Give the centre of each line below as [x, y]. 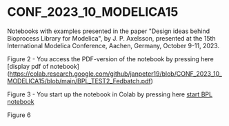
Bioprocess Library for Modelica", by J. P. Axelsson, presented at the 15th [111, 38]
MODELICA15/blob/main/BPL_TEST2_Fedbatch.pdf [79, 81]
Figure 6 [19, 115]
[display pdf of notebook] [43, 66]
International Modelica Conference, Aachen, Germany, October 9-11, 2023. [113, 45]
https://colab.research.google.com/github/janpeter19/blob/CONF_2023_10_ [116, 74]
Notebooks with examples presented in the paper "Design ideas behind [109, 31]
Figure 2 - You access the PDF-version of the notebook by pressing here [110, 59]
